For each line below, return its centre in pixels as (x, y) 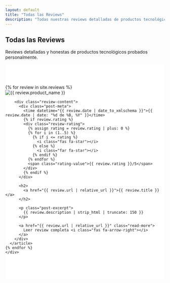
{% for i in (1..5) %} (52, 133)
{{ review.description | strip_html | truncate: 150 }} (83, 213)
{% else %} (44, 146)
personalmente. (22, 57)
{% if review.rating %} (48, 120)
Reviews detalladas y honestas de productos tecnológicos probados (76, 52)
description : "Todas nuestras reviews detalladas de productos (73, 19)
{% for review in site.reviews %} (39, 87)
